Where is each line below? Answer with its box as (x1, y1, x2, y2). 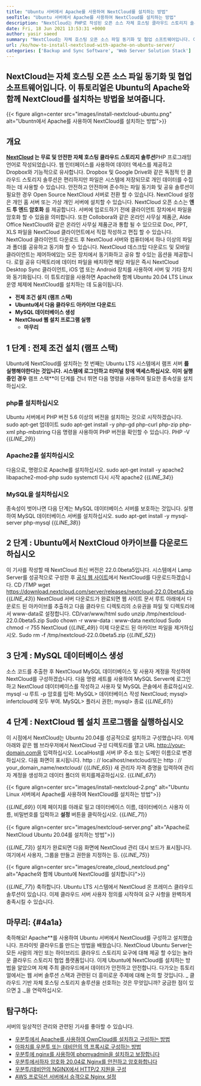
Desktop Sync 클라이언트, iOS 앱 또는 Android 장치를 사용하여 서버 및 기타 (6, 266, 181, 273)
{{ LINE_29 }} (6, 435, 36, 442)
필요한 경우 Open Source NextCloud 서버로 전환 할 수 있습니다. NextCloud (6, 191, 183, 198)
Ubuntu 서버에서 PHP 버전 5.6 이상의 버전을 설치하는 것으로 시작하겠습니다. (6, 414, 183, 421)
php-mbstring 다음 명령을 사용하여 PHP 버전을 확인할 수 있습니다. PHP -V (16, 429, 190, 436)
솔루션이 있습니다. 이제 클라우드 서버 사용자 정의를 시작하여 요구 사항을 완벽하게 (6, 891, 191, 898)
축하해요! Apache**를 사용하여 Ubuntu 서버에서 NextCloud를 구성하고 (6, 934, 172, 942)
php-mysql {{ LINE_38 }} (23, 519, 81, 526)
